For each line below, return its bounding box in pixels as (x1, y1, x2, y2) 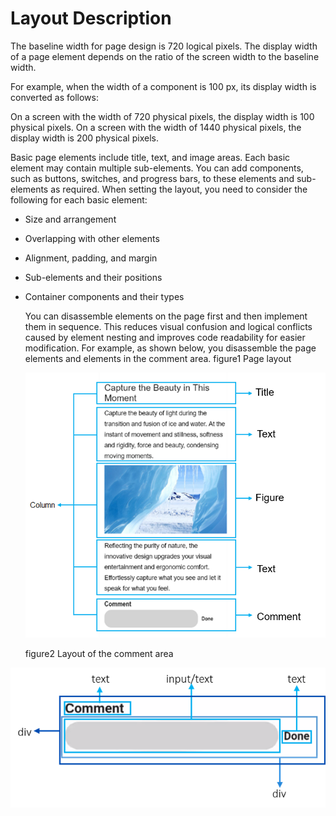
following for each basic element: (10, 193, 148, 206)
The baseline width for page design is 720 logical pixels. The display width (10, 40, 318, 52)
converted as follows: (10, 91, 99, 103)
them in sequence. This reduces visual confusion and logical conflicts (24, 320, 313, 332)
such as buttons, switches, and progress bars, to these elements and (10, 172, 295, 184)
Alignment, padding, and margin (24, 252, 158, 264)
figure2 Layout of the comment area (24, 647, 174, 659)
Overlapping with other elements (24, 232, 160, 244)
